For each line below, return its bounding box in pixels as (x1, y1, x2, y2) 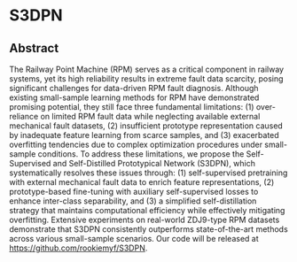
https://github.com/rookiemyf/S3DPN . (9, 243, 148, 253)
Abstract (9, 41, 59, 56)
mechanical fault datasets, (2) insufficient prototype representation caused (9, 120, 284, 131)
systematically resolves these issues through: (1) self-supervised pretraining (9, 167, 288, 178)
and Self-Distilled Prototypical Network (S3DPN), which (52, 158, 255, 168)
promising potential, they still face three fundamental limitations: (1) (9, 102, 254, 112)
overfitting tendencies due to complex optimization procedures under (9, 139, 263, 150)
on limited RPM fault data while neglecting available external (40, 112, 261, 121)
